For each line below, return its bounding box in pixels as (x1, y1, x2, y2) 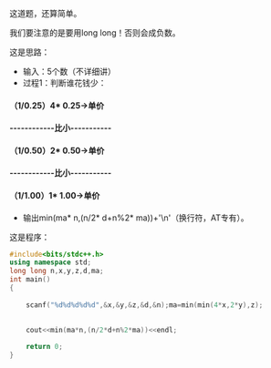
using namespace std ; (9, 258, 92, 267)
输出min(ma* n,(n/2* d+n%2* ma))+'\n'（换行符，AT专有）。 (22, 212, 249, 223)
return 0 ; (26, 342, 64, 352)
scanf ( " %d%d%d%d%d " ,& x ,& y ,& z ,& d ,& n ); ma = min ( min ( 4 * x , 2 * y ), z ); (26, 300, 264, 310)
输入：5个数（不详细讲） (22, 66, 117, 77)
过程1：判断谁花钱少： (22, 77, 107, 88)
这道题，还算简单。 (9, 8, 82, 18)
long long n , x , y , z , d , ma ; (9, 267, 104, 276)
